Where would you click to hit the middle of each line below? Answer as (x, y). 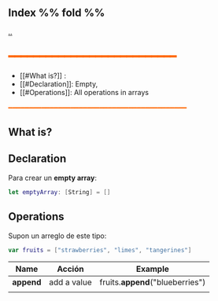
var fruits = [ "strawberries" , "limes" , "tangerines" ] (100, 250)
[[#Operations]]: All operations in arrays (84, 92)
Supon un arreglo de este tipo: (57, 236)
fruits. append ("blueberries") (153, 282)
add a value (70, 282)
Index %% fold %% (57, 13)
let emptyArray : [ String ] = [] (59, 192)
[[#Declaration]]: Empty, (59, 84)
